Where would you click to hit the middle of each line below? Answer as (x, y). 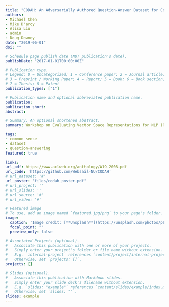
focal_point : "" (27, 227)
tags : (11, 134)
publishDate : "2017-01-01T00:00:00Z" (45, 61)
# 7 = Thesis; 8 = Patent (32, 84)
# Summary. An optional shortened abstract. (53, 121)
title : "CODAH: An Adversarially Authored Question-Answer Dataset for (82, 10)
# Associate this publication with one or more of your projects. (78, 246)
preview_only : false (31, 232)
